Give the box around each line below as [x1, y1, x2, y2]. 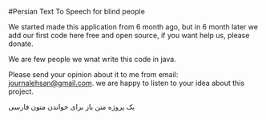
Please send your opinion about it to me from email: [8, 70, 179, 79]
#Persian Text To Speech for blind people [8, 7, 146, 16]
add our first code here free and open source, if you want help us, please [8, 31, 250, 40]
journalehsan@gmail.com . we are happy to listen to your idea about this [8, 79, 245, 87]
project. [8, 87, 34, 96]
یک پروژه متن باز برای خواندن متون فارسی [8, 103, 135, 111]
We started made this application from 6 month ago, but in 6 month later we [8, 22, 259, 31]
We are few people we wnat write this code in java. [8, 55, 176, 64]
